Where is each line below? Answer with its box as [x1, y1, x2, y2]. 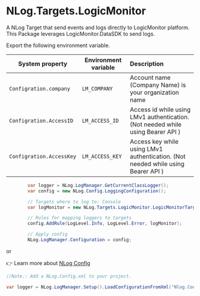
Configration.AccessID [9, 117, 73, 124]
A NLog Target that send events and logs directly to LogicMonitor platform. [6, 24, 190, 31]
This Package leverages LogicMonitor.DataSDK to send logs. [6, 30, 155, 37]
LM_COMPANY [82, 85, 113, 92]
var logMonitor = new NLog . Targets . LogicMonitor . [27, 204, 153, 210]
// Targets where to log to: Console [27, 198, 121, 205]
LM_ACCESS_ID [82, 117, 119, 124]
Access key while [130, 137, 179, 145]
